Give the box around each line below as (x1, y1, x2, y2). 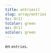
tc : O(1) (5, 16, 23, 21)
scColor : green (5, 30, 36, 35)
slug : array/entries (5, 12, 47, 17)
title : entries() (5, 7, 40, 12)
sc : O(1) (5, 26, 23, 30)
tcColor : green (5, 21, 36, 26)
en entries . (5, 44, 28, 49)
